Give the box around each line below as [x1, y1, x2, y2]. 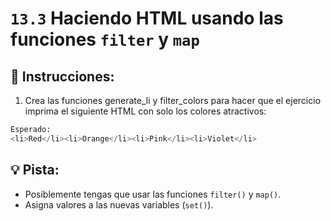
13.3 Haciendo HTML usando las [10, 7, 284, 30]
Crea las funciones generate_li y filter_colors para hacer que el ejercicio [24, 95, 322, 106]
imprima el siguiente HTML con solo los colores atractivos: [24, 105, 267, 117]
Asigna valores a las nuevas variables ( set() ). [24, 198, 214, 211]
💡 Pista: [10, 162, 60, 179]
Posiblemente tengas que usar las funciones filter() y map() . [24, 188, 282, 200]
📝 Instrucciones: [10, 68, 115, 85]
